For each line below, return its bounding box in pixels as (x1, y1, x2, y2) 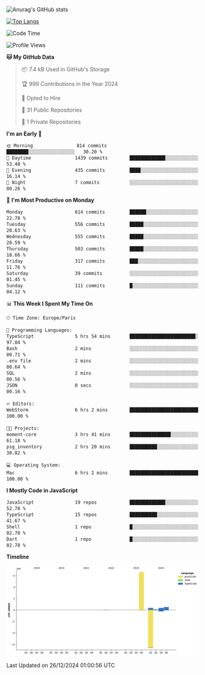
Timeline (6, 553, 29, 560)
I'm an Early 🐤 (6, 130, 42, 137)
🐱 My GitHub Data (6, 53, 55, 61)
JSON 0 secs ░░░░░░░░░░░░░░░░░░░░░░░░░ (6, 382, 199, 388)
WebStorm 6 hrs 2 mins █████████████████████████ (6, 407, 199, 413)
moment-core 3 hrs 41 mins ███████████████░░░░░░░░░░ (6, 431, 199, 438)
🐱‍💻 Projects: (6, 425, 40, 431)
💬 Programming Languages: (6, 327, 72, 333)
